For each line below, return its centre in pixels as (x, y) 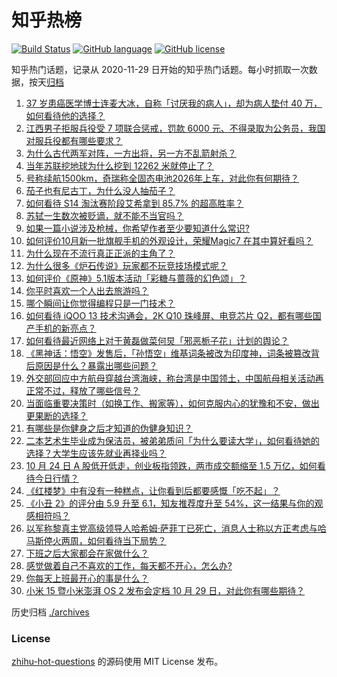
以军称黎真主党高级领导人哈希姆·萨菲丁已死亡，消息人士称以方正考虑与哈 (176, 528)
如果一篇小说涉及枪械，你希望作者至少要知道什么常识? (137, 228)
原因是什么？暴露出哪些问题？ (96, 365)
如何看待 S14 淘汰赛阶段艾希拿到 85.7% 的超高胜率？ (134, 203)
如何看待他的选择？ (65, 115)
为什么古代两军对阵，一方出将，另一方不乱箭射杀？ (131, 153)
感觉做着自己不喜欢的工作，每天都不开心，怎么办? (129, 565)
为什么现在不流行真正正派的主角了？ (100, 253)
